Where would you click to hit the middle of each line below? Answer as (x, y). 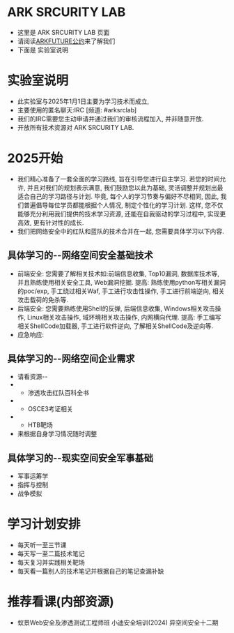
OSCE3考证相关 (50, 409)
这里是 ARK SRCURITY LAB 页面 (63, 32)
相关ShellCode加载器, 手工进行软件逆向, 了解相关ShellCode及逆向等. (115, 326)
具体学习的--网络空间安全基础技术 (80, 255)
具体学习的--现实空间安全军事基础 (80, 458)
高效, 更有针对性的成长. (50, 222)
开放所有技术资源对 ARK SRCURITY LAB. (76, 127)
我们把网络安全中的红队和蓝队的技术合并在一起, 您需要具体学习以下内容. (120, 231)
